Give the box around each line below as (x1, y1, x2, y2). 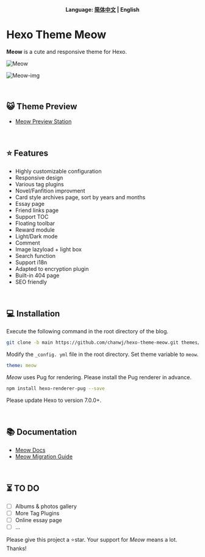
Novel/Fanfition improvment (15, 187, 85, 194)
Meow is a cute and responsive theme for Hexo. (6, 48, 127, 55)
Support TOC (15, 213, 49, 220)
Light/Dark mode (15, 232, 58, 240)
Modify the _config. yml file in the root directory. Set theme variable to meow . (6, 350, 199, 358)
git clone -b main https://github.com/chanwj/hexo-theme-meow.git (6, 339, 179, 346)
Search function (15, 252, 56, 259)
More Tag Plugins (15, 509, 60, 517)
